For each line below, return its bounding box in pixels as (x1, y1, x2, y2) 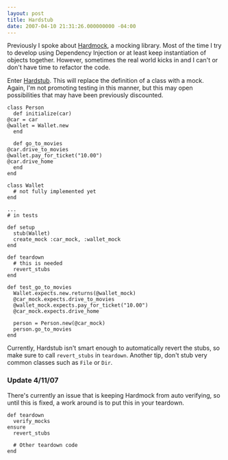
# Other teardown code (13, 442, 78, 448)
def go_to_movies (13, 140, 63, 147)
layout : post (7, 10, 45, 17)
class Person (7, 104, 45, 112)
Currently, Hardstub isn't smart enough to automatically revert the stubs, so (7, 344, 220, 353)
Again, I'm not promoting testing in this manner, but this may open (7, 84, 193, 92)
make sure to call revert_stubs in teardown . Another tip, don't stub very (7, 351, 207, 359)
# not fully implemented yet (13, 188, 97, 195)
